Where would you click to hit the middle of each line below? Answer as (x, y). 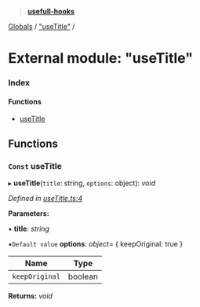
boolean (83, 276)
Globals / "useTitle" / (42, 26)
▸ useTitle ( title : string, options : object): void (82, 183)
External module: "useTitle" (101, 58)
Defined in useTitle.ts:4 (45, 198)
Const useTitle (35, 166)
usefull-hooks (51, 11)
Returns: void (31, 296)
